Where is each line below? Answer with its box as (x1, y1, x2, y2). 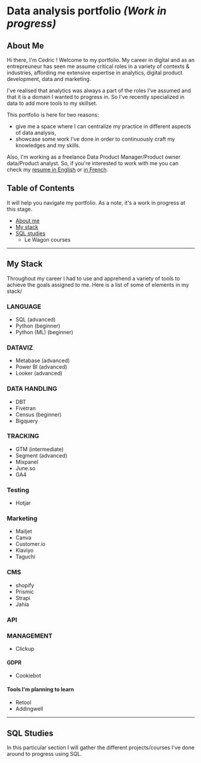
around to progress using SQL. (7, 750, 82, 758)
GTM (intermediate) (15, 446, 64, 453)
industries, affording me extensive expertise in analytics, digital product (7, 69, 183, 76)
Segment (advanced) (15, 452, 68, 459)
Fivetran (15, 404, 36, 412)
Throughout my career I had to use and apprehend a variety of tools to (7, 274, 180, 282)
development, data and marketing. (7, 76, 91, 82)
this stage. (7, 205, 33, 212)
